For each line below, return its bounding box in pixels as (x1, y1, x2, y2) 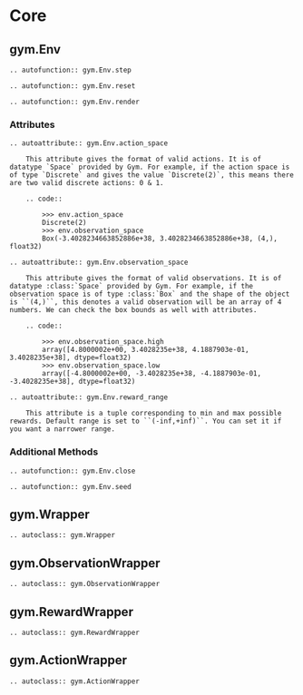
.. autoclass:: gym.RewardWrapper (9, 628, 141, 638)
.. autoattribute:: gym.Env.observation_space (9, 258, 189, 268)
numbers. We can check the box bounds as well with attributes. (9, 306, 258, 315)
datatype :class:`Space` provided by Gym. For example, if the (9, 282, 254, 291)
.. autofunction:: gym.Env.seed (9, 482, 132, 491)
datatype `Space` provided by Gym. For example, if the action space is (9, 162, 290, 172)
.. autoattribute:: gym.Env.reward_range (9, 393, 169, 402)
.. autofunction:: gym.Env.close (9, 466, 136, 475)
